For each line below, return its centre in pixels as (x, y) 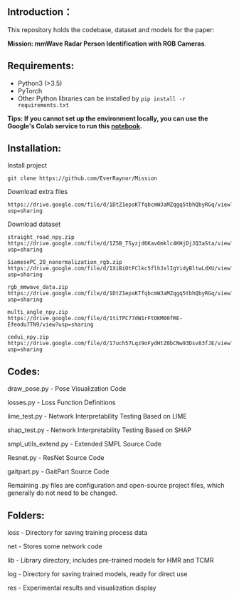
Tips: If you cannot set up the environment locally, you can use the (108, 118)
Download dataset (34, 224)
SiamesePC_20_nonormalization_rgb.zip (65, 262)
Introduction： (40, 12)
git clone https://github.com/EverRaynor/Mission (83, 179)
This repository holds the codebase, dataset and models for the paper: (111, 29)
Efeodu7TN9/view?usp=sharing (51, 325)
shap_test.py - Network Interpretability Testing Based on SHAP (100, 430)
